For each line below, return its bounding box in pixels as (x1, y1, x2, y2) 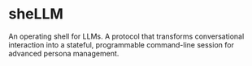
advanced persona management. (8, 48, 119, 58)
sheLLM (8, 5, 63, 23)
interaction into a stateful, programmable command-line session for (8, 39, 234, 49)
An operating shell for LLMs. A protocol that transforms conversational (8, 31, 245, 41)
